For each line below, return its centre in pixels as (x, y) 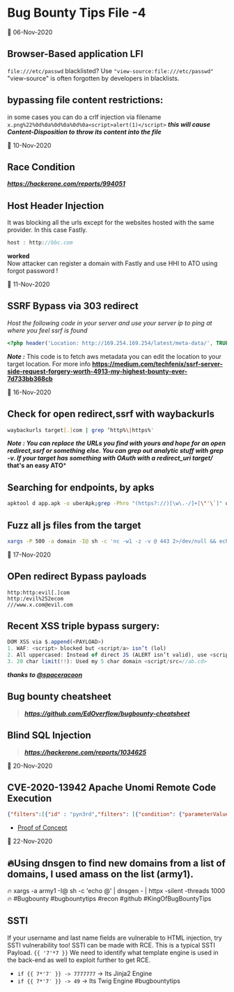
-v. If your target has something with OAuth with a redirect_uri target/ (110, 458)
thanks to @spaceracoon (45, 674)
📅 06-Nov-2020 (30, 32)
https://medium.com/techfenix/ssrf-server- (157, 364)
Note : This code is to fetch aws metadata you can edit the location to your (114, 356)
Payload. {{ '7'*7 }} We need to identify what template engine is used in (113, 952)
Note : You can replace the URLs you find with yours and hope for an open (117, 443)
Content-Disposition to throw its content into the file (84, 132)
